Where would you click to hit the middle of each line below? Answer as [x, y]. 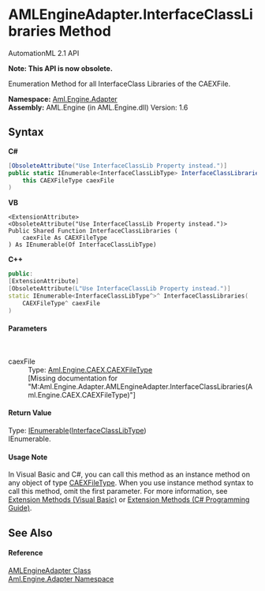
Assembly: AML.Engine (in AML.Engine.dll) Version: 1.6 [98, 107]
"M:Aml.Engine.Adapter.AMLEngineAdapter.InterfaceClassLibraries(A [140, 386]
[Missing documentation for [73, 378]
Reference [26, 553]
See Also [30, 533]
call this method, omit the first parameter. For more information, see [118, 492]
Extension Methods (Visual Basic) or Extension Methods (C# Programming [129, 499]
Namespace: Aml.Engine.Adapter [63, 99]
